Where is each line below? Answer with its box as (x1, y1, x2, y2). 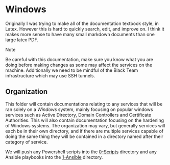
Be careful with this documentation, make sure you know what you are (5, 56, 153, 62)
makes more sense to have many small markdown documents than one (5, 31, 155, 37)
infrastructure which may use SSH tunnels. (5, 72, 95, 78)
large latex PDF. (5, 37, 38, 43)
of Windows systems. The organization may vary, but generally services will (5, 122, 165, 128)
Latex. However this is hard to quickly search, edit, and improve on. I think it (5, 25, 164, 32)
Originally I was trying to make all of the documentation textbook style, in (5, 20, 159, 26)
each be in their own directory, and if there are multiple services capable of (5, 128, 164, 134)
